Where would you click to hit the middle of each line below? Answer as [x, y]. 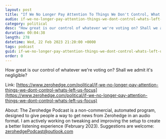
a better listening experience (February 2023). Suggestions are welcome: [80, 126]
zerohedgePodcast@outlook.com [39, 132]
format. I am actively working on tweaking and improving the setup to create [83, 121]
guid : [11, 51]
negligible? [16, 75]
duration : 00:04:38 [25, 33]
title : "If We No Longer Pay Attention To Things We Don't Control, [77, 14]
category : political [26, 24]
